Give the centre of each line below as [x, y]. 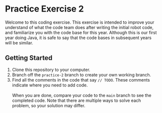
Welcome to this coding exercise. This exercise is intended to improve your [80, 22]
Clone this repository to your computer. [51, 70]
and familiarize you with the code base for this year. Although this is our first [81, 32]
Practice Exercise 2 [44, 9]
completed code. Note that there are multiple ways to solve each [76, 100]
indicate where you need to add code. [50, 85]
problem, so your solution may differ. [49, 105]
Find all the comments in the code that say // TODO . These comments [81, 80]
